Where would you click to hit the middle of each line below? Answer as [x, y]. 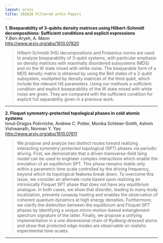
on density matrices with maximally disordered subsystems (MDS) [83, 63]
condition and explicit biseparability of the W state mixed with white [84, 89]
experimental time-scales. [43, 230]
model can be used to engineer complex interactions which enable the [87, 159]
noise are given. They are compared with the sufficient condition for [85, 94]
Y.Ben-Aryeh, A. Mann [27, 38]
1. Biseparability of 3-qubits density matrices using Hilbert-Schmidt [75, 28]
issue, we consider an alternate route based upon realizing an [79, 179]
